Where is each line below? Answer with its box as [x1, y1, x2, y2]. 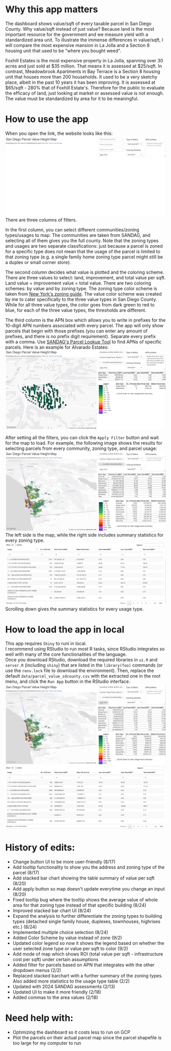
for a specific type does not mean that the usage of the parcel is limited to [5, 249, 160, 255]
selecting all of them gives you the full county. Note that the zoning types [5, 237, 159, 244]
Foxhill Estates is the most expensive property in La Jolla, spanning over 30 [5, 57, 163, 63]
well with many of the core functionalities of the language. [5, 651, 127, 657]
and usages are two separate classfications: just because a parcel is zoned [5, 243, 163, 249]
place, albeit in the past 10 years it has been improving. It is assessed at [5, 79, 156, 85]
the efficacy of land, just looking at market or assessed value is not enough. [5, 90, 164, 96]
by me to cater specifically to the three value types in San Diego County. [5, 296, 157, 302]
